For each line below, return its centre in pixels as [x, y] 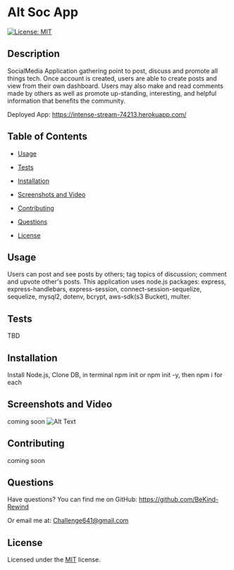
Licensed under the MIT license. [54, 559]
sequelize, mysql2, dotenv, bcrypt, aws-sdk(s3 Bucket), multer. [99, 297]
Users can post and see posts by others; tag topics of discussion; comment [117, 274]
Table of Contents [48, 137]
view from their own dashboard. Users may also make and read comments [115, 86]
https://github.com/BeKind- [179, 500]
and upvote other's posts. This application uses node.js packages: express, [117, 281]
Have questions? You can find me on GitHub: [72, 500]
